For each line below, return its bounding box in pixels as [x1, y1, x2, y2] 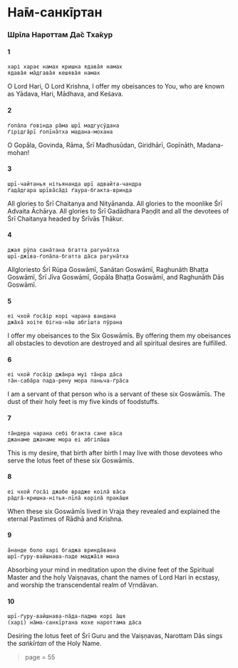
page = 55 [24, 653, 56, 662]
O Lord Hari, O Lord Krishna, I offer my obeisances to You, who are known [7, 82, 225, 91]
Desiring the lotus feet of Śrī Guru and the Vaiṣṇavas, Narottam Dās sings [7, 632, 223, 640]
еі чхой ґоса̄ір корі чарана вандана [7, 313, 116, 320]
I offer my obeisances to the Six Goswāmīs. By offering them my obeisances [7, 331, 232, 340]
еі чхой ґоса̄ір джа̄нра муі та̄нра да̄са [7, 371, 123, 378]
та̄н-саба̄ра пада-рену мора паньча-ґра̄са [7, 378, 130, 385]
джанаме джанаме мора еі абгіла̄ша [7, 436, 110, 443]
